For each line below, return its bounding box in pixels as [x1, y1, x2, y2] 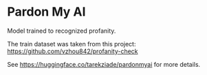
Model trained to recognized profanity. [7, 27, 116, 35]
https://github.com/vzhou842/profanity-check [7, 47, 139, 55]
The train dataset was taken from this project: [7, 40, 136, 48]
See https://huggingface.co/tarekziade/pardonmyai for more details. [7, 60, 201, 68]
